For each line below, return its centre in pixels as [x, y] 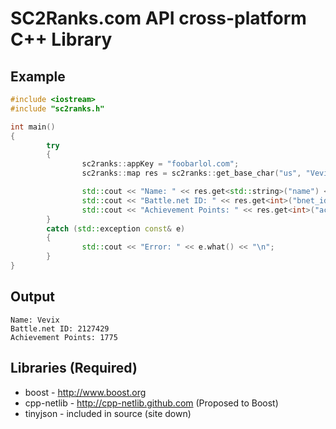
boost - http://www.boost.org [85, 392]
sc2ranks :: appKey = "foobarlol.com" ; [160, 164]
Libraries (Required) [74, 368]
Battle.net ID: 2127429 [60, 328]
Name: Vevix [35, 320]
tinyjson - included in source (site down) [108, 413]
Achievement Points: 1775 [64, 337]
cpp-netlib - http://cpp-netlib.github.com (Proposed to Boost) [151, 403]
